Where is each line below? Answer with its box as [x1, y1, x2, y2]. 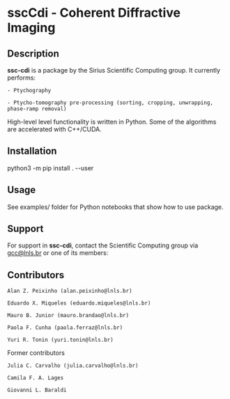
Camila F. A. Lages [7, 375, 64, 382]
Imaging [7, 20, 56, 36]
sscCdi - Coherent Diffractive [7, 5, 181, 21]
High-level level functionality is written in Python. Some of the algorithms [7, 117, 217, 126]
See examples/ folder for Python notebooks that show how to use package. [7, 203, 224, 211]
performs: [7, 73, 36, 82]
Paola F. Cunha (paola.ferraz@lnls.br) [7, 324, 123, 331]
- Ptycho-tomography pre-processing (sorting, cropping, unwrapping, [7, 99, 214, 106]
